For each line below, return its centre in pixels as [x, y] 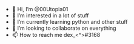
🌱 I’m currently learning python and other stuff [70, 22]
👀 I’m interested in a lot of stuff [50, 15]
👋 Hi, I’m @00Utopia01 [40, 9]
